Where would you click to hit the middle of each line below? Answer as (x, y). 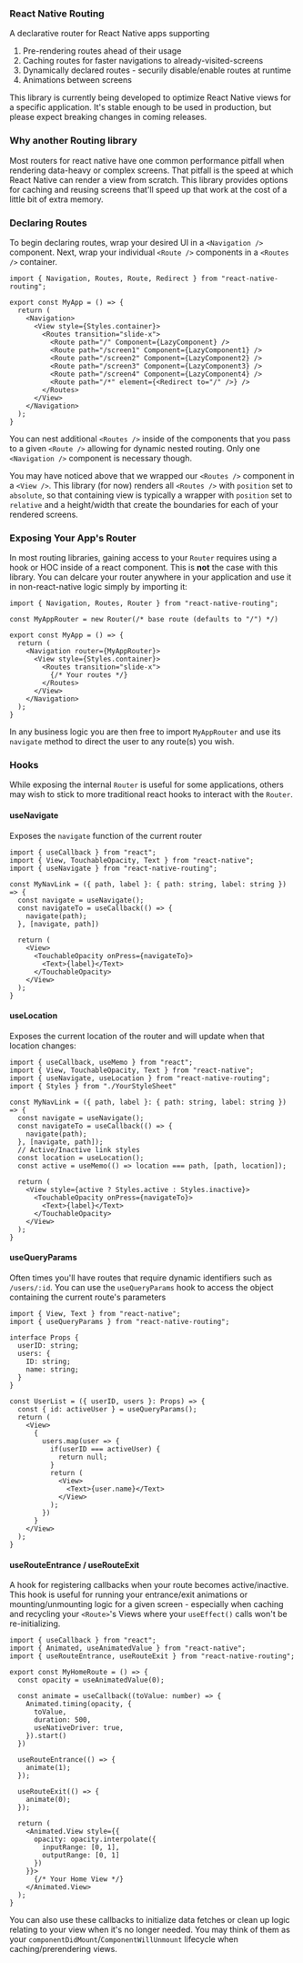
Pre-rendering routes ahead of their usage (102, 51)
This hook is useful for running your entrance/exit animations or (129, 1594)
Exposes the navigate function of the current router (106, 835)
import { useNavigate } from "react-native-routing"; (114, 868)
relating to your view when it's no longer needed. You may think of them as (150, 1930)
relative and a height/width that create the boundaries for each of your (144, 504)
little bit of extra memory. (56, 199)
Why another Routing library (74, 141)
